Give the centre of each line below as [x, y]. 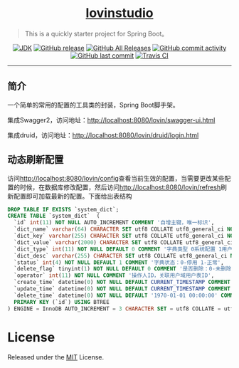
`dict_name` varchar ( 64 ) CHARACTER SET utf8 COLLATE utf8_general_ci [119, 229]
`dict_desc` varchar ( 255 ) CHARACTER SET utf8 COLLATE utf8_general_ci [121, 256]
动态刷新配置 [36, 160]
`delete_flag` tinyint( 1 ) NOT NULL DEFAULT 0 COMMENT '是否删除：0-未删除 [123, 269]
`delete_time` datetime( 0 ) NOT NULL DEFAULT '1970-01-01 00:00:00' [116, 295]
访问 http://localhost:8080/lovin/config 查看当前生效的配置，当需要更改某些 [116, 178]
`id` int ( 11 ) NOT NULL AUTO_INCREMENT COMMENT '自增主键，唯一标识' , [114, 223]
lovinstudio [119, 13]
